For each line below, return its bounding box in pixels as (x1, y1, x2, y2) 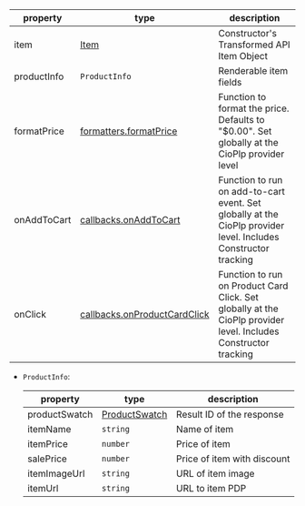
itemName (26, 423, 72, 435)
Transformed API (218, 38, 290, 51)
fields (218, 76, 242, 88)
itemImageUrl (26, 468, 85, 480)
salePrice (26, 452, 68, 465)
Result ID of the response (175, 409, 284, 420)
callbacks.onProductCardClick (80, 309, 210, 320)
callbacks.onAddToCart (80, 214, 181, 226)
